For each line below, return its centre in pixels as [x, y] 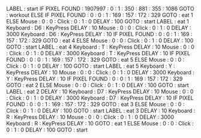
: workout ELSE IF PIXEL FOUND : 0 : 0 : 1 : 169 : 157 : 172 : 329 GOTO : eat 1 [100, 15]
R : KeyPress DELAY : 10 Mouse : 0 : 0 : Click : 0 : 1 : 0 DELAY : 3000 [90, 117]
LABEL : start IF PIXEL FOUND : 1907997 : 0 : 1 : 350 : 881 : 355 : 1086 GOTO [100, 9]
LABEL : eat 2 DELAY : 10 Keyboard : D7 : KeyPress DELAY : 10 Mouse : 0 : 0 [100, 91]
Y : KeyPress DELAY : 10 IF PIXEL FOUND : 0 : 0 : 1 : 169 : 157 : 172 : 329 [94, 79]
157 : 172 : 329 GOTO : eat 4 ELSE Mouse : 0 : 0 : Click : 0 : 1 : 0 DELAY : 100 [100, 40]
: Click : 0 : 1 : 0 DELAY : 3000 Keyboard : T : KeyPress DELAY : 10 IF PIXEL [98, 53]
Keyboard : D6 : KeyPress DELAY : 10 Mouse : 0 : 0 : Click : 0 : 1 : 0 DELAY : [99, 28]
